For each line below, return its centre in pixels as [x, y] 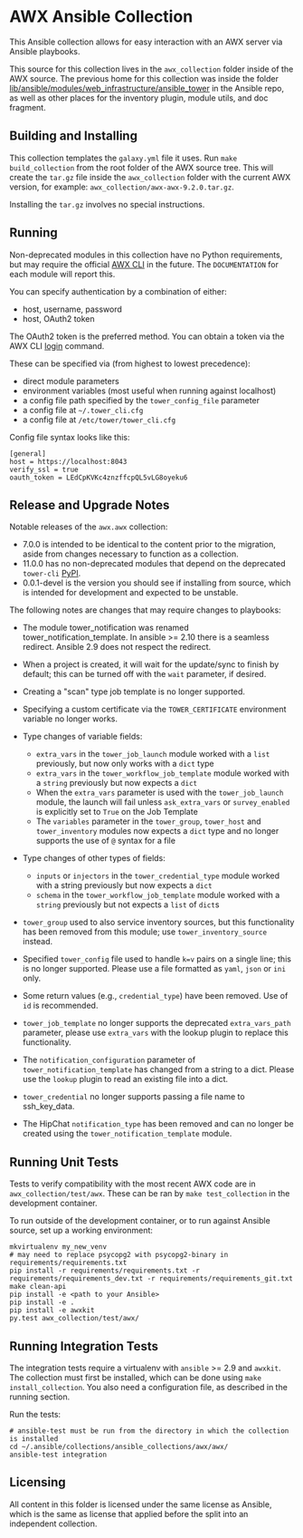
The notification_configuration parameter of [109, 1060]
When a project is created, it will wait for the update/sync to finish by [151, 664]
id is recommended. [60, 1006]
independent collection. [53, 1523]
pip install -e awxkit [52, 1311]
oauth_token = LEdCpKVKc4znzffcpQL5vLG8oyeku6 [99, 478]
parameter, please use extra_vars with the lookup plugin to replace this [156, 1033]
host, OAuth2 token [58, 318]
